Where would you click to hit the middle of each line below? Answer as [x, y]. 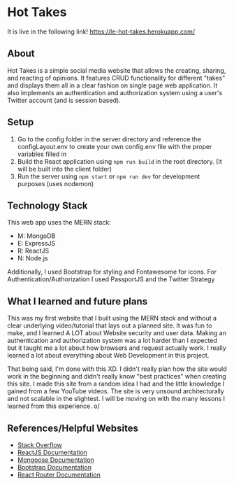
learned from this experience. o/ [53, 406]
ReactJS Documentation [52, 452]
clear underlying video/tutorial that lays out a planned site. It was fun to [110, 325]
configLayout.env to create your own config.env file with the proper [115, 146]
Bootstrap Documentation [54, 467]
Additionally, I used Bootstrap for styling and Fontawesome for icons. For [112, 272]
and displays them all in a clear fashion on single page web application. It [112, 85]
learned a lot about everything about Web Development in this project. [108, 356]
